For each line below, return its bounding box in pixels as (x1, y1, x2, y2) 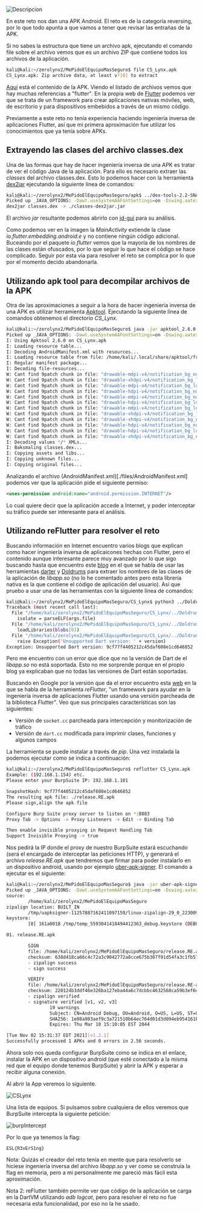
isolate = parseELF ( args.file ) (17, 616, 96, 622)
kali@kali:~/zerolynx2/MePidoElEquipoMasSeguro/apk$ (6, 192, 142, 198)
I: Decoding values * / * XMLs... (6, 439, 88, 445)
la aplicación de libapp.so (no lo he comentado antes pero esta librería (6, 574, 182, 581)
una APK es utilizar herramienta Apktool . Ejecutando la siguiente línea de (6, 308, 187, 315)
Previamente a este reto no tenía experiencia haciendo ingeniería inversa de (6, 114, 195, 121)
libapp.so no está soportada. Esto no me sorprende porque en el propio (6, 661, 185, 669)
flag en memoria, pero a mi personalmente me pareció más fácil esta (6, 1169, 177, 1177)
